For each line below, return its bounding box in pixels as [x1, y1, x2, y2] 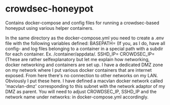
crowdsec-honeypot [5, 3, 94, 15]
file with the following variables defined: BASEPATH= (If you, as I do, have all [5, 40, 166, 46]
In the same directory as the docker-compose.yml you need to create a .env [5, 35, 164, 41]
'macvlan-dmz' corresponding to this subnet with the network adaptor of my [5, 83, 165, 89]
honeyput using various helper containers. [5, 25, 94, 31]
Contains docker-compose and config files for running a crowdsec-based [5, 20, 160, 26]
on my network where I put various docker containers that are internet [5, 67, 152, 73]
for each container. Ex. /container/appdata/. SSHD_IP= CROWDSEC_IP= [5, 51, 155, 57]
